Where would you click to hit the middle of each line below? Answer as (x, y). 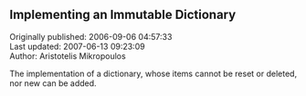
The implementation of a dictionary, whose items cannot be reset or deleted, (153, 73)
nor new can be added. (53, 83)
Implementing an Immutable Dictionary (123, 15)
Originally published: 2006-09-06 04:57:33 (91, 36)
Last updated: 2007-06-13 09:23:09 (77, 46)
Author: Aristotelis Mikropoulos (68, 56)
